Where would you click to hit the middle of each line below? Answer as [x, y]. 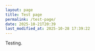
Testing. [14, 43]
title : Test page [24, 15]
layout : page [19, 10]
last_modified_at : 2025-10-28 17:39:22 [48, 29]
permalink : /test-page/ [31, 19]
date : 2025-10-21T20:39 [31, 24]
